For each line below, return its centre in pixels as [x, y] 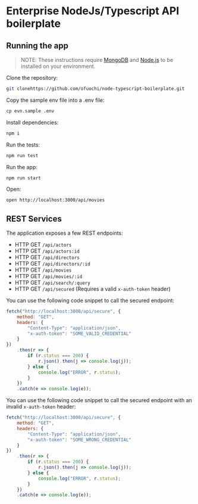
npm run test [22, 155]
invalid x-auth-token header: [41, 407]
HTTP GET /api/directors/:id [52, 264]
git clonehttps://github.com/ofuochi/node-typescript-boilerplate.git [95, 89]
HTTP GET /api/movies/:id [48, 276]
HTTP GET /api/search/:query [52, 283]
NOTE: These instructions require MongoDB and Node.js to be [97, 60]
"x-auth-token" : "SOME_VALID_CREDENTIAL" [80, 334]
